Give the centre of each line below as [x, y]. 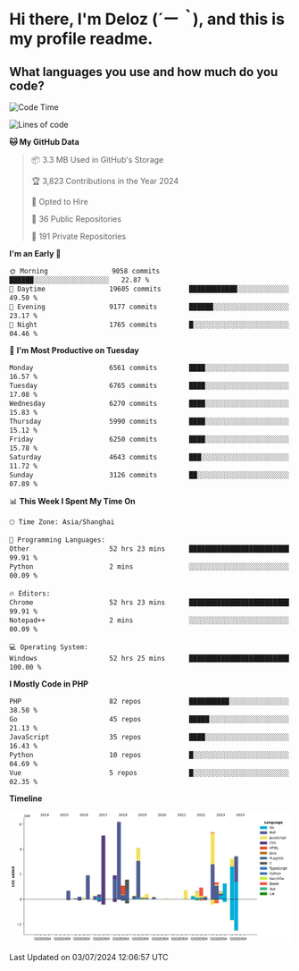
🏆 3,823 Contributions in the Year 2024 [105, 181]
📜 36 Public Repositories [76, 219]
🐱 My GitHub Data [45, 142]
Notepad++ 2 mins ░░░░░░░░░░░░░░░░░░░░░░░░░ [149, 621]
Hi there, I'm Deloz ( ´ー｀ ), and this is [147, 19]
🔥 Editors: [30, 594]
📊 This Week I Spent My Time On [72, 501]
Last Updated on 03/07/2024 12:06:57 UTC [89, 957]
